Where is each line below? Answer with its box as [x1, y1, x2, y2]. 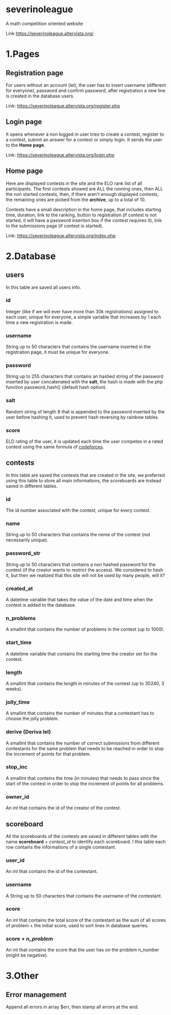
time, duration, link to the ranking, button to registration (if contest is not [6, 212, 157, 218]
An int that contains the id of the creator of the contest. [6, 805, 121, 811]
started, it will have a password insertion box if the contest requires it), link [6, 217, 162, 223]
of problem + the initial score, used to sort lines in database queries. [6, 922, 149, 928]
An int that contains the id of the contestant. [6, 869, 98, 875]
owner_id [6, 793, 30, 800]
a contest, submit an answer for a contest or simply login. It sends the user [6, 136, 162, 142]
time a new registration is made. [6, 319, 73, 325]
